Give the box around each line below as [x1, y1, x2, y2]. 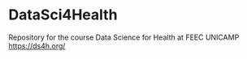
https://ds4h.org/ [8, 40, 66, 50]
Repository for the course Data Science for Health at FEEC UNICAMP [8, 32, 240, 42]
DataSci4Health [8, 6, 118, 24]
